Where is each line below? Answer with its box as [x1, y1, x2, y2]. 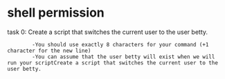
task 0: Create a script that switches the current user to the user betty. [7, 28, 208, 36]
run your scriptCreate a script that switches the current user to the [7, 59, 218, 67]
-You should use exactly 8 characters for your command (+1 [32, 41, 209, 48]
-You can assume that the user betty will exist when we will [32, 53, 215, 60]
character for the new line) [7, 47, 91, 54]
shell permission [7, 5, 105, 21]
